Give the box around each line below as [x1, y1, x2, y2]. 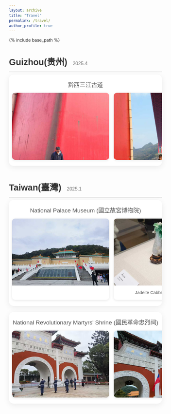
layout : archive [9, 8, 42, 13]
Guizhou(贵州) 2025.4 [9, 56, 88, 67]
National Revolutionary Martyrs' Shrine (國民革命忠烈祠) [13, 319, 158, 326]
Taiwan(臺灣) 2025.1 [9, 183, 82, 193]
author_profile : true [9, 23, 53, 28]
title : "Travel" [9, 13, 42, 18]
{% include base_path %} [9, 37, 60, 43]
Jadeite [135, 290, 150, 296]
